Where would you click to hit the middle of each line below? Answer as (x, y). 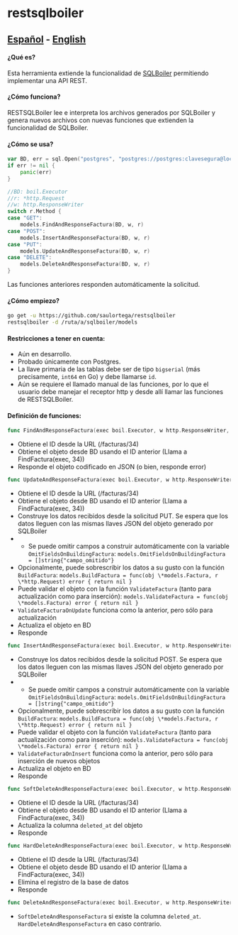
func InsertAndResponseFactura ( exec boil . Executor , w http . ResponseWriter (120, 646)
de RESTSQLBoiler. (45, 400)
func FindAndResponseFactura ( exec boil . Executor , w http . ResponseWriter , (119, 431)
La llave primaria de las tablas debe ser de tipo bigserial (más (109, 369)
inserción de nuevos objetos (59, 761)
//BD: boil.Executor (38, 192)
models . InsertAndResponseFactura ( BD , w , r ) (85, 238)
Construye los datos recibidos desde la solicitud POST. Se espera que (120, 660)
